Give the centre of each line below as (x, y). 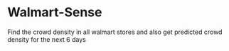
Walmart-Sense (55, 12)
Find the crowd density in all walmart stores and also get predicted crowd (115, 32)
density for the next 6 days (47, 39)
